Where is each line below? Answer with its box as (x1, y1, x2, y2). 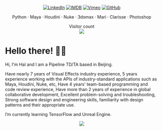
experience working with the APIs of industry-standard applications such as (5, 76, 157, 82)
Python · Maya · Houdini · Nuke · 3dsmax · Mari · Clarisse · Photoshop (12, 14, 152, 19)
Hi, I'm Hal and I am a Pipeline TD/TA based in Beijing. (5, 61, 113, 67)
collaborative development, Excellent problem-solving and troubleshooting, (5, 92, 156, 97)
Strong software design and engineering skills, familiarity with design (5, 96, 144, 102)
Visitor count (69, 23, 95, 29)
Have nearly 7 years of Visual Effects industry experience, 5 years (5, 71, 138, 76)
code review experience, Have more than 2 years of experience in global (5, 86, 151, 92)
